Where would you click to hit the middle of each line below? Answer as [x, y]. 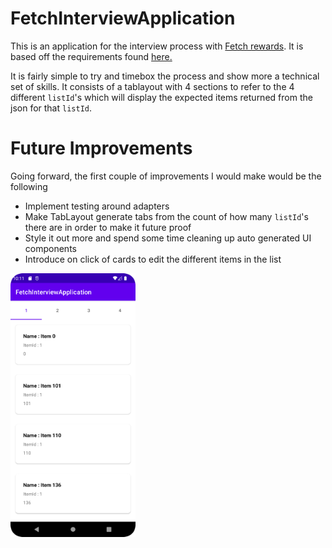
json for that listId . [51, 108]
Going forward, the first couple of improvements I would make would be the [166, 176]
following [29, 186]
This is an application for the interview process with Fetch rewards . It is [157, 46]
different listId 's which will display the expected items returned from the [161, 97]
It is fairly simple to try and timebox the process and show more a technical [165, 76]
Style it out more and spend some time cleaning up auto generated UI [168, 238]
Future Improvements [101, 148]
